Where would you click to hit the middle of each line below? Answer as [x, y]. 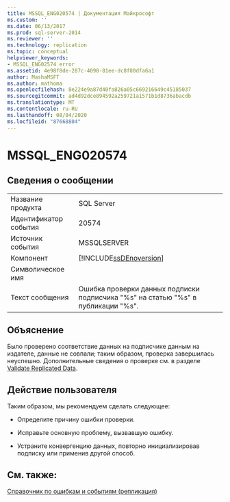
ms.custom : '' [27, 20]
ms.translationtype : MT [41, 103]
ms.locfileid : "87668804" [44, 121]
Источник [27, 238]
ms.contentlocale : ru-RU [42, 109]
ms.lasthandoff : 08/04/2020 [47, 115]
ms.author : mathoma [35, 83]
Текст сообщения [40, 297]
